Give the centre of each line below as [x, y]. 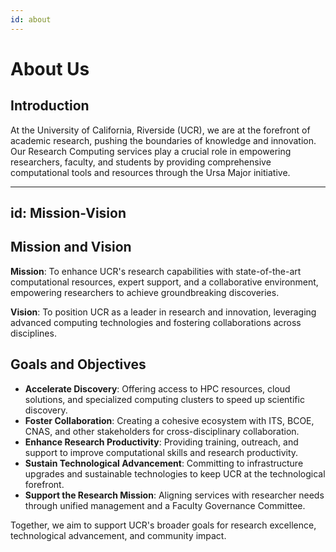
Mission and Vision [71, 247]
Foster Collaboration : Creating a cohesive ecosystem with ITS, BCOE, [169, 420]
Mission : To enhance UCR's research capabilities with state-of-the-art [156, 271]
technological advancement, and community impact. [118, 535]
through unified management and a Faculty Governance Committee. [165, 505]
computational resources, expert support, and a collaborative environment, [164, 282]
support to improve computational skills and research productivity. [161, 452]
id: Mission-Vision [68, 213]
